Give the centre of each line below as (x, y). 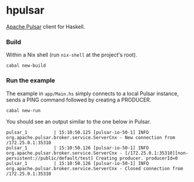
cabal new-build (26, 66)
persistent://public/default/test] (50, 158)
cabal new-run (24, 110)
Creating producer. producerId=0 (137, 158)
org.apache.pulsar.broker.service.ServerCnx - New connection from (91, 137)
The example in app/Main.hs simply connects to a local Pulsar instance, (92, 93)
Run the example (31, 80)
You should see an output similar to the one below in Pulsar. (79, 121)
